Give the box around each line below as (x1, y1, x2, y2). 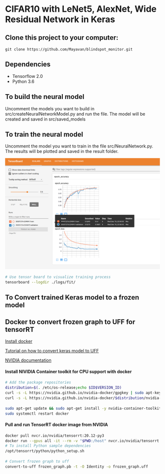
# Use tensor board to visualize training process (5, 274, 111, 280)
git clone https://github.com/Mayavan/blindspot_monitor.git (5, 47, 133, 52)
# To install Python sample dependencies (5, 444, 91, 449)
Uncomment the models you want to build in (5, 105, 95, 111)
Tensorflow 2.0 (12, 73, 43, 79)
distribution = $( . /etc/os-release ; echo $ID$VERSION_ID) (5, 385, 122, 390)
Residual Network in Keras (5, 14, 115, 25)
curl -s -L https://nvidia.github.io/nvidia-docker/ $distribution (5, 396, 144, 400)
